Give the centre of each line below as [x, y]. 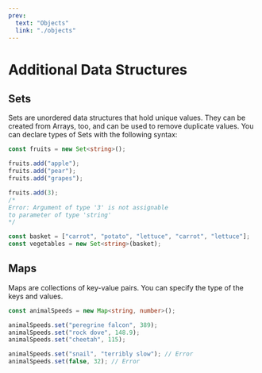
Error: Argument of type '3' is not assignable [89, 207]
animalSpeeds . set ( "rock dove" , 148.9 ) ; [74, 333]
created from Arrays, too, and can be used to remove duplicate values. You [131, 126]
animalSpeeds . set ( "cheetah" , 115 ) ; [67, 340]
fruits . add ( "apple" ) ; [44, 163]
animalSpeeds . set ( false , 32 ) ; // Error [74, 362]
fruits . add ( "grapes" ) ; [46, 179]
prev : [17, 15]
